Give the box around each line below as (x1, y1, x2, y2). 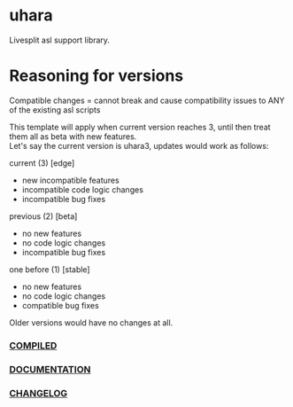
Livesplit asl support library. (9, 35, 111, 45)
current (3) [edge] (9, 157, 75, 168)
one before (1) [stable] (9, 263, 90, 275)
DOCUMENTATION (9, 363, 91, 375)
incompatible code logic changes (21, 184, 144, 195)
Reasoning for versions (9, 66, 184, 86)
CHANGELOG (9, 387, 68, 399)
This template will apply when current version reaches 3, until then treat (9, 121, 272, 132)
